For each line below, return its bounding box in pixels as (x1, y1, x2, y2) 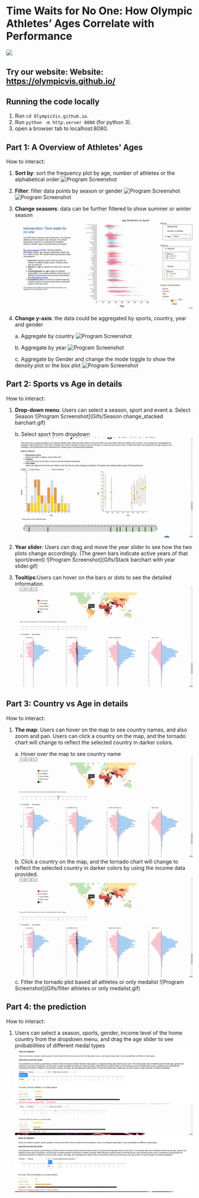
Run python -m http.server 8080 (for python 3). (14, 119, 132, 126)
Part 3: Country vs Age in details (6, 699, 129, 709)
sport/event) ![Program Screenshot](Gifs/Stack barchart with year (14, 556, 176, 563)
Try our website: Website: (6, 67, 104, 77)
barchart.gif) (14, 419, 46, 426)
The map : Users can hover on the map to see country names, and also (14, 726, 188, 733)
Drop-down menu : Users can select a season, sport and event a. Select (14, 406, 191, 414)
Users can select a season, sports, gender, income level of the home (14, 1029, 182, 1036)
